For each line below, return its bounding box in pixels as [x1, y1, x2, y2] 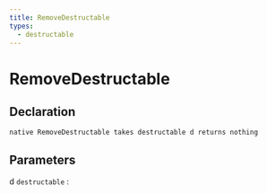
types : [9, 22, 34, 31]
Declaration [9, 104, 76, 119]
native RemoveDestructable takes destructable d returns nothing [9, 128, 258, 137]
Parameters [9, 152, 76, 167]
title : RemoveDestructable [9, 13, 110, 22]
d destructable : [9, 176, 70, 187]
